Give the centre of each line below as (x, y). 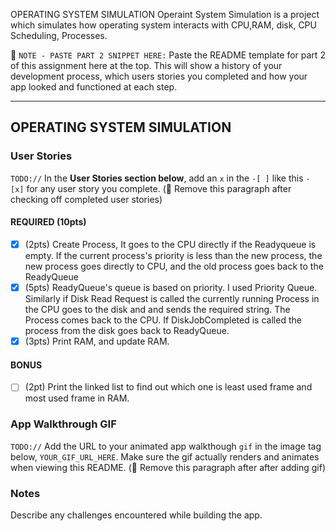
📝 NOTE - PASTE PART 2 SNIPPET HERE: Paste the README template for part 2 (168, 55)
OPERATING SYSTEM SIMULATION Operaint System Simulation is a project (165, 14)
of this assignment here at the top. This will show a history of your (146, 65)
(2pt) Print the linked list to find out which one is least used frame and (168, 387)
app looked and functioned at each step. (94, 87)
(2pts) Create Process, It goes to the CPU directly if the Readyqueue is (170, 244)
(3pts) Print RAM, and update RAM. (97, 341)
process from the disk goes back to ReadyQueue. (127, 331)
